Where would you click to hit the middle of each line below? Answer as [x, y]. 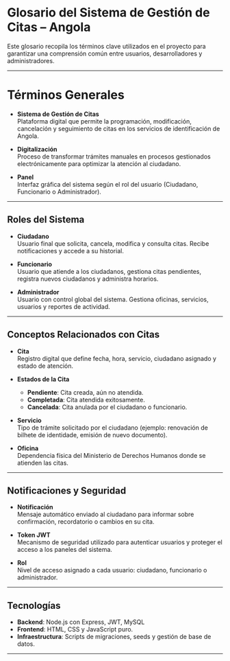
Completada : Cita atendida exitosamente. [86, 399]
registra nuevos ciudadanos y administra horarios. [88, 279]
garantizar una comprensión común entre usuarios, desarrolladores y [105, 54]
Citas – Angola [49, 27]
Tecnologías [34, 605]
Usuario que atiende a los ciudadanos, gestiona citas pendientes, [109, 271]
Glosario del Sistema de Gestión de [108, 13]
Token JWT [34, 535]
